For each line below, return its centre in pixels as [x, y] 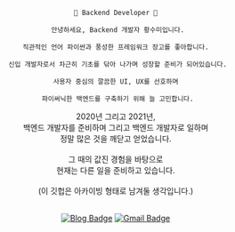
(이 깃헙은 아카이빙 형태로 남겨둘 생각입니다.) [116, 191]
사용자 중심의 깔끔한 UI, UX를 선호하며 [116, 82]
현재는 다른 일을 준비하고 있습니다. [116, 170]
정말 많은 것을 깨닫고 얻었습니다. [116, 139]
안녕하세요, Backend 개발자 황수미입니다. [118, 30]
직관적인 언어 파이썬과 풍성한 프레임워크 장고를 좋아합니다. [116, 47]
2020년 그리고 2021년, [116, 116]
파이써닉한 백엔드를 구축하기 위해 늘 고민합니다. [117, 99]
